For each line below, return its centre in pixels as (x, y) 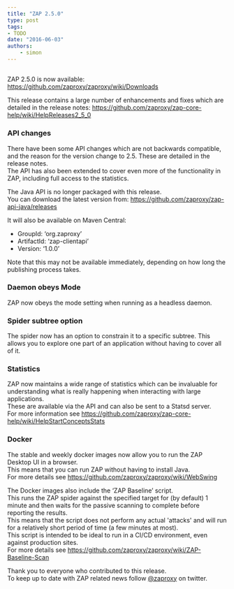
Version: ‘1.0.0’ (38, 248)
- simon (31, 53)
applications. (25, 399)
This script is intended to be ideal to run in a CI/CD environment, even (108, 535)
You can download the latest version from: (68, 199)
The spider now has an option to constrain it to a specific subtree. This (109, 336)
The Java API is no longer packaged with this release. (85, 191)
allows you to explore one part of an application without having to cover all (115, 344)
